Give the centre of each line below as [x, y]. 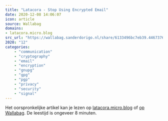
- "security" [28, 89]
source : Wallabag [23, 24]
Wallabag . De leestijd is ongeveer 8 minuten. [51, 113]
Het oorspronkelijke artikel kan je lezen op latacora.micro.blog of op [75, 107]
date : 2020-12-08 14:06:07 [33, 14]
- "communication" [33, 51]
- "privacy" [26, 84]
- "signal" [25, 93]
